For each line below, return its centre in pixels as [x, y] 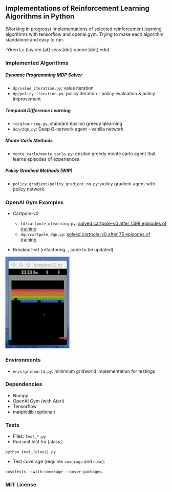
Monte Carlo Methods [29, 141]
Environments [23, 360]
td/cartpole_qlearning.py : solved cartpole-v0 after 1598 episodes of [93, 223]
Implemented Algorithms [37, 62]
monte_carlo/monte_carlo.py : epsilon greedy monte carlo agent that [84, 154]
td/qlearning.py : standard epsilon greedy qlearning [68, 123]
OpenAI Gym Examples [35, 202]
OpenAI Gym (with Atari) [38, 401]
